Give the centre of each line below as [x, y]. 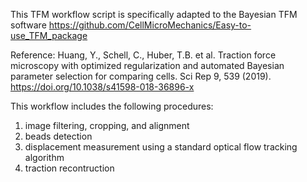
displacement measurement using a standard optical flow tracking [161, 147]
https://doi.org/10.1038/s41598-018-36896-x [102, 87]
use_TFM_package [49, 35]
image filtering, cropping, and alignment [107, 125]
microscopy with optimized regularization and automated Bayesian [147, 65]
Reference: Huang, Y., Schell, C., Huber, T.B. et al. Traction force [143, 55]
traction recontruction [69, 168]
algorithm [44, 157]
